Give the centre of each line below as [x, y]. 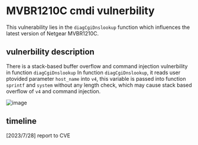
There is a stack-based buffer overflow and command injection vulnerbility [97, 66]
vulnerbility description [50, 52]
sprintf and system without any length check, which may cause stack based [99, 85]
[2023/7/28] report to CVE [38, 135]
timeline [22, 121]
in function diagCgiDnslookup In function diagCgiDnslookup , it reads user [93, 72]
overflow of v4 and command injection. [53, 91]
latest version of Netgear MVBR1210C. [53, 33]
